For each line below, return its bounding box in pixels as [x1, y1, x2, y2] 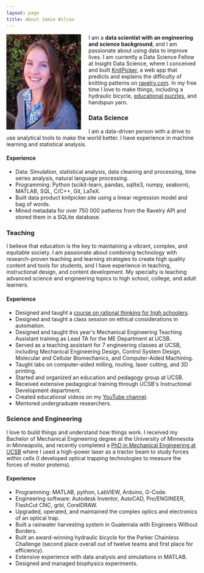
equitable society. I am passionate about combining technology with [6, 249, 178, 256]
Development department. [15, 386, 81, 394]
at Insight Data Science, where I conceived [88, 60, 196, 67]
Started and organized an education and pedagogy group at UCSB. [15, 374, 184, 381]
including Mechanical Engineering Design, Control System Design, [15, 347, 181, 355]
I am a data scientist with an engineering [88, 34, 194, 41]
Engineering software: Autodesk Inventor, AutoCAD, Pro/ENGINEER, [15, 495, 185, 502]
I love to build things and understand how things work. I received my [6, 429, 178, 436]
